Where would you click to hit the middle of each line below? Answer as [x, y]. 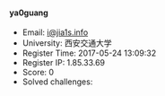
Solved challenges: [57, 82]
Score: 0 [38, 73]
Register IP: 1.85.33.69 [64, 63]
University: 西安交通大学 [67, 43]
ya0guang [29, 13]
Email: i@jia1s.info [55, 32]
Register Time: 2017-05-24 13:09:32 [89, 53]
